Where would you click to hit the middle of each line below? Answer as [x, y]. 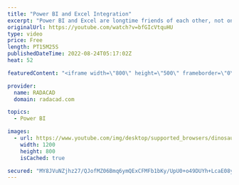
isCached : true [43, 158]
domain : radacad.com [44, 99]
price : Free [25, 41]
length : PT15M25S [33, 47]
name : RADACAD [34, 92]
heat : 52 [20, 60]
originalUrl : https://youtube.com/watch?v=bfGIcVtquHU [90, 27]
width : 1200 [38, 144]
